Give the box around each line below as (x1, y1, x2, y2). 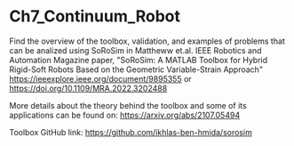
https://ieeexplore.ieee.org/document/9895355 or (9, 73, 193, 84)
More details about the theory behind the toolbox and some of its (9, 100, 247, 110)
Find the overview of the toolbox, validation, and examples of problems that (9, 36, 286, 46)
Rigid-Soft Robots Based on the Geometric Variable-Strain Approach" (9, 64, 264, 75)
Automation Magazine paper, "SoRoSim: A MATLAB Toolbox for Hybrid (9, 54, 268, 65)
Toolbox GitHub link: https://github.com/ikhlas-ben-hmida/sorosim (9, 126, 253, 137)
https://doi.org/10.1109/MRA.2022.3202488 (9, 83, 168, 93)
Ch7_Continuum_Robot (9, 6, 180, 27)
